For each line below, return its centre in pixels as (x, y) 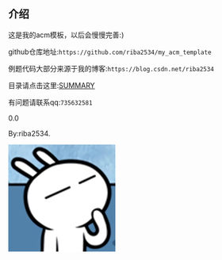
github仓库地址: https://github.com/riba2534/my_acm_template (110, 52)
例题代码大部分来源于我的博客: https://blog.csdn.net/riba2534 (111, 68)
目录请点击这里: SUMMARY (52, 85)
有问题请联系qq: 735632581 (50, 102)
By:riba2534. (29, 133)
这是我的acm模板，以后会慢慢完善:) (66, 35)
